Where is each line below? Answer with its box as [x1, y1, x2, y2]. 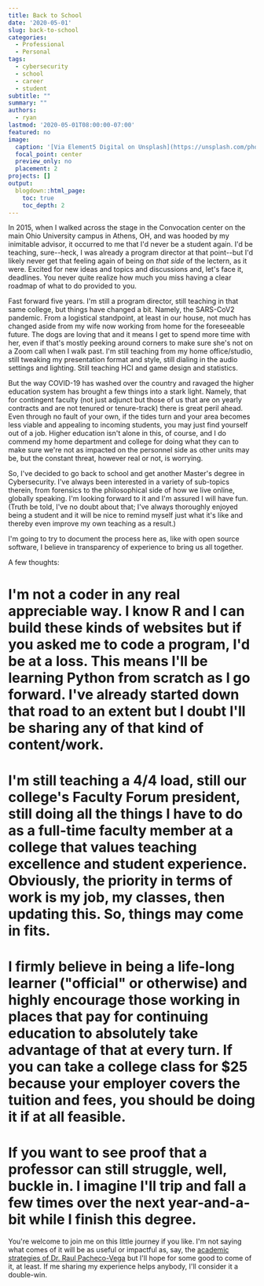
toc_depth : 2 [22, 201, 65, 209]
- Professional [15, 41, 65, 49]
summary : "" [8, 99, 47, 107]
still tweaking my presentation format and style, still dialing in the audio [8, 355, 238, 365]
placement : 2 [15, 165, 58, 173]
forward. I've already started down [8, 685, 240, 703]
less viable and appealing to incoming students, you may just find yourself [8, 420, 248, 430]
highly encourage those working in [8, 991, 240, 1009]
